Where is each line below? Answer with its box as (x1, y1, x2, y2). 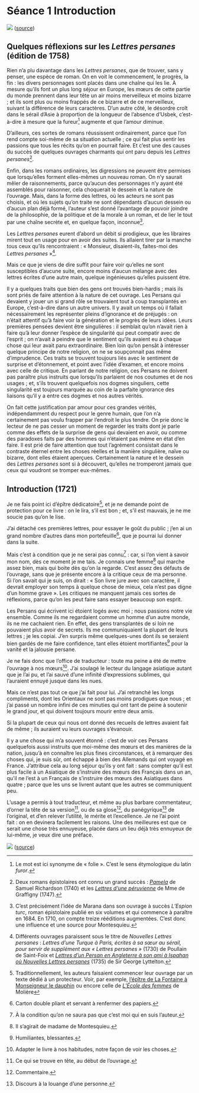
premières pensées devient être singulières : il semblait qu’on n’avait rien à (6, 323, 188, 330)
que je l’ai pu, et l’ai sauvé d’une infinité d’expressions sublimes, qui (6, 671, 171, 678)
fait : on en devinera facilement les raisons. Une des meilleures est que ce (6, 819, 187, 826)
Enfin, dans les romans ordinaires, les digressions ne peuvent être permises (6, 167, 191, 174)
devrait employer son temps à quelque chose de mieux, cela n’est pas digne (6, 583, 192, 590)
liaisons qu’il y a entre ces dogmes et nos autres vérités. (6, 392, 143, 399)
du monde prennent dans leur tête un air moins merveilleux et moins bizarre (6, 92, 191, 99)
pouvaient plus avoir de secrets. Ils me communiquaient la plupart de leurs (6, 626, 188, 633)
